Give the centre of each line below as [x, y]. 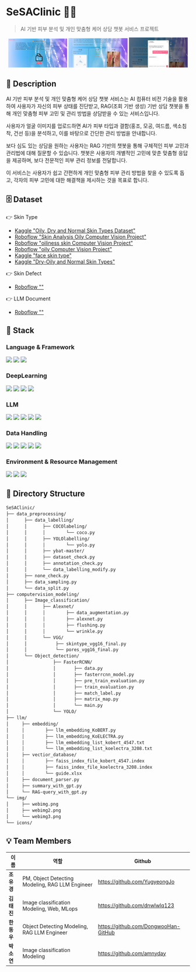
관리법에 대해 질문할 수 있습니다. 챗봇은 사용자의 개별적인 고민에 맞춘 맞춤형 [92, 153]
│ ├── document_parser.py [43, 779]
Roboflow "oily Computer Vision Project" [63, 249]
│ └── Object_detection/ [43, 656]
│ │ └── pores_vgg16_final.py [62, 650]
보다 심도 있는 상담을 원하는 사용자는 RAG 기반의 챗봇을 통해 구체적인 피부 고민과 [97, 145]
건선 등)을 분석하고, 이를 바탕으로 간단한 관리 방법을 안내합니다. [85, 133]
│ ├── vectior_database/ [41, 755]
